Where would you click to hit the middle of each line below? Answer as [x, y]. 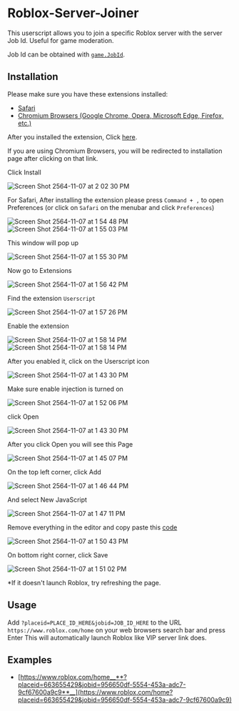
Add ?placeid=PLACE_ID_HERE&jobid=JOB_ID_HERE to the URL [95, 622]
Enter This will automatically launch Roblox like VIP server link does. [107, 637]
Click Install [24, 172]
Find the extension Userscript [52, 298]
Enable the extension [38, 326]
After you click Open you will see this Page [70, 444]
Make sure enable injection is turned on [65, 389]
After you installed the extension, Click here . [72, 136]
